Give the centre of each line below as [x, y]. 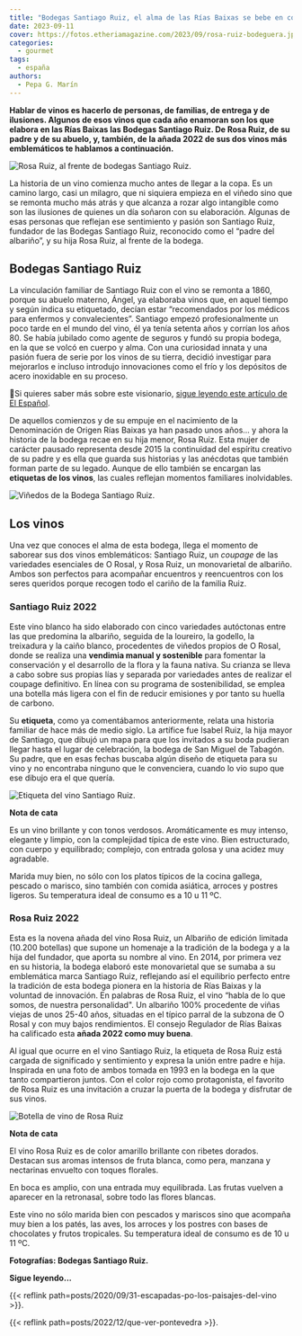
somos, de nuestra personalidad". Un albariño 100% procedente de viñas [145, 1004]
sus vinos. [28, 1099]
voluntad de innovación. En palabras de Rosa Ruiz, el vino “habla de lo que [147, 995]
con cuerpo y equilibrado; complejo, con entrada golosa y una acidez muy [147, 849]
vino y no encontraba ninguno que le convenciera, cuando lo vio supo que [147, 768]
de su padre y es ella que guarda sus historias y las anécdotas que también [149, 459]
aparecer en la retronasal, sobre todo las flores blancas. [113, 1197]
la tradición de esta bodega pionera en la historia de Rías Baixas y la [136, 985]
